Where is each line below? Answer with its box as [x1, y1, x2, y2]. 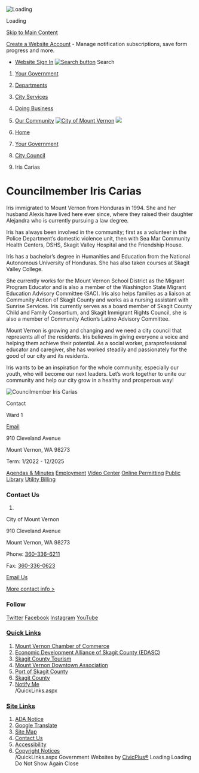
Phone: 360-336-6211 [6, 550, 60, 558]
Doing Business [14, 105, 54, 112]
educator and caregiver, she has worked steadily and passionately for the [6, 346, 187, 353]
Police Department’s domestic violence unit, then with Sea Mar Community [6, 235, 191, 242]
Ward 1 [6, 411, 23, 418]
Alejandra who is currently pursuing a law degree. [6, 217, 129, 224]
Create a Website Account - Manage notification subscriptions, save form [6, 41, 188, 47]
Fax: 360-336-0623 [6, 562, 56, 570]
